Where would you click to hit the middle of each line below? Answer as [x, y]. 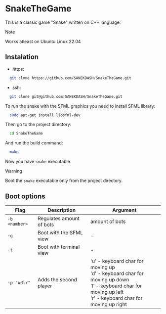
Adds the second [58, 279]
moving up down [110, 279]
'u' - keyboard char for [117, 261]
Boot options [25, 196]
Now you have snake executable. [38, 162]
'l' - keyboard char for [116, 286]
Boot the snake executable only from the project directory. [64, 180]
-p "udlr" [19, 283]
